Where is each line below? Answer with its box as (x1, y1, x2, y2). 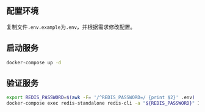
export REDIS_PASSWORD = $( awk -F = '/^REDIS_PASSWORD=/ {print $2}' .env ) (6, 94, 195, 101)
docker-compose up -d (6, 59, 62, 65)
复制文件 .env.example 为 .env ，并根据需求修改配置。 (6, 23, 136, 31)
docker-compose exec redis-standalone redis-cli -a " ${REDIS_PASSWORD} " (6, 100, 195, 106)
